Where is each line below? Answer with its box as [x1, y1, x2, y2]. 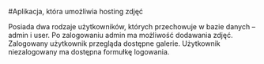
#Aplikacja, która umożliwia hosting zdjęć [8, 7, 144, 16]
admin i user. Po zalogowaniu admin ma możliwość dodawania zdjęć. [8, 31, 233, 40]
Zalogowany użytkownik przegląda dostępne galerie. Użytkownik [8, 39, 221, 48]
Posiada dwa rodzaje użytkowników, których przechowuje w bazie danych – [8, 22, 255, 31]
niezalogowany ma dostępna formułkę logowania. [8, 47, 170, 56]
